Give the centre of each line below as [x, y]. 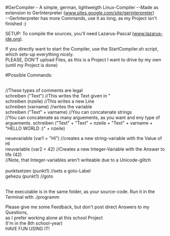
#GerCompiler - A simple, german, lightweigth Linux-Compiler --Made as [82, 7]
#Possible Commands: [29, 75]
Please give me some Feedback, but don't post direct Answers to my [77, 207]
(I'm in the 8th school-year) [34, 223]
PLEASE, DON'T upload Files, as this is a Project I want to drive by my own [83, 60]
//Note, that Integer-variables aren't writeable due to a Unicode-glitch [78, 160]
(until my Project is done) [32, 65]
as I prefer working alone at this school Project [54, 218]
